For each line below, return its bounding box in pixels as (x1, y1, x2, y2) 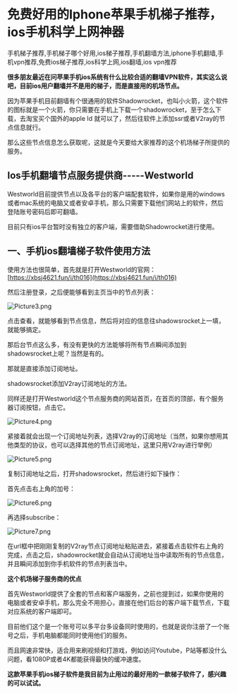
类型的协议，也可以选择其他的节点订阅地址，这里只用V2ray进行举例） (13, 440, 217, 449)
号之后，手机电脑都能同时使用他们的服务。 (7, 630, 131, 640)
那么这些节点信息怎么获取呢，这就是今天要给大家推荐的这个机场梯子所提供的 (7, 138, 230, 146)
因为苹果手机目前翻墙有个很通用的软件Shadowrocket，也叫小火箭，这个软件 (7, 96, 229, 105)
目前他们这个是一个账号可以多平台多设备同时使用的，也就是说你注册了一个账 (7, 622, 230, 630)
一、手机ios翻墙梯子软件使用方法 (7, 245, 151, 257)
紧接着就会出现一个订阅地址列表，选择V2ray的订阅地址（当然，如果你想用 (7, 432, 222, 440)
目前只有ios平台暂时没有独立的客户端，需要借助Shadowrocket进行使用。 (7, 222, 219, 230)
